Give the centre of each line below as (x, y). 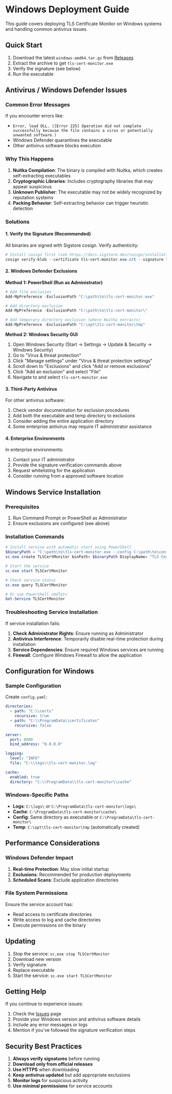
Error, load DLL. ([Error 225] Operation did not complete (77, 126)
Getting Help (26, 992)
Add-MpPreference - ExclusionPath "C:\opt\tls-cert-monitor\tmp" (75, 325)
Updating (20, 941)
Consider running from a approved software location (68, 476)
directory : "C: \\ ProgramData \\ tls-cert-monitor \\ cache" (71, 782)
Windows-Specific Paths (37, 795)
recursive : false (33, 725)
